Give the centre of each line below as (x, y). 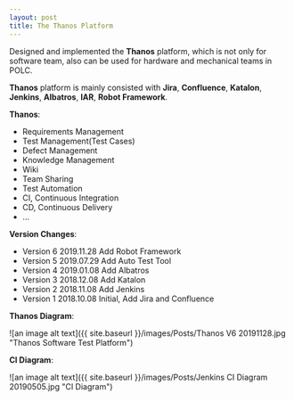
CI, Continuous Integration (70, 198)
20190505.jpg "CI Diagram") (61, 386)
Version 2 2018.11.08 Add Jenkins (83, 289)
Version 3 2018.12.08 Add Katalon (84, 279)
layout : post (33, 17)
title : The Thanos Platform (61, 26)
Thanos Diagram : (41, 315)
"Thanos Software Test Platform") (71, 342)
